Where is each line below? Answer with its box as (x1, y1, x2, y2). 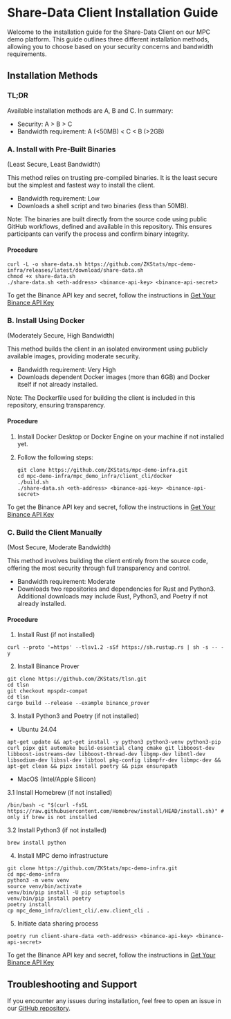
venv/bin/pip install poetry (7, 895, 91, 902)
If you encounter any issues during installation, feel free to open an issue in (7, 996, 221, 1004)
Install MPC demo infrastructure (17, 852, 109, 860)
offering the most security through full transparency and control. (7, 564, 191, 572)
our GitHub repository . (7, 1004, 71, 1012)
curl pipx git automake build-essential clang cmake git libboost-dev (7, 745, 215, 752)
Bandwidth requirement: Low (17, 194, 100, 202)
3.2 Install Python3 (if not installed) (7, 826, 107, 834)
